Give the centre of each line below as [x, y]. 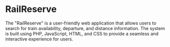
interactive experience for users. [39, 39]
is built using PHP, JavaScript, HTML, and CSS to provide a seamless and [82, 33]
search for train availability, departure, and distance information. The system [85, 28]
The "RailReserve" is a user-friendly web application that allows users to [81, 23]
